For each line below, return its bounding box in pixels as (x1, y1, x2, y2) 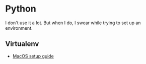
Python (5, 3, 36, 15)
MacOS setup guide (12, 53, 54, 59)
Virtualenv (5, 40, 39, 48)
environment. (5, 25, 33, 31)
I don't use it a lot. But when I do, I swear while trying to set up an (5, 20, 141, 26)
